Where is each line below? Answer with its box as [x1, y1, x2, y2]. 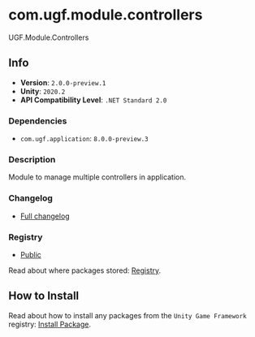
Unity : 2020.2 [19, 86, 66, 96]
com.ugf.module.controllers [8, 6, 203, 24]
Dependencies [8, 115, 67, 127]
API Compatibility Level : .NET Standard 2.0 [19, 95, 167, 105]
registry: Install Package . [8, 319, 92, 329]
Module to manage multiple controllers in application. [8, 172, 187, 182]
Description [8, 153, 56, 165]
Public [19, 249, 42, 259]
